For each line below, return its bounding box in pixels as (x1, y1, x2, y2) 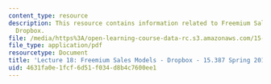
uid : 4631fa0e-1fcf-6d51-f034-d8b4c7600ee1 (8, 64, 157, 72)
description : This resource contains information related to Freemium (8, 19, 251, 27)
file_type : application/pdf (8, 42, 103, 50)
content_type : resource (8, 11, 89, 20)
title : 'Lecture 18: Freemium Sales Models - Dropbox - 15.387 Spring (8, 57, 251, 65)
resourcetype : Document (8, 49, 89, 57)
